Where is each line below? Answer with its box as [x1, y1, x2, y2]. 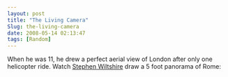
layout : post [7, 10, 45, 17]
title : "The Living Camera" [7, 17, 89, 24]
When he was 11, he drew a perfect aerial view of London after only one [7, 55, 213, 63]
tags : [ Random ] [7, 36, 52, 43]
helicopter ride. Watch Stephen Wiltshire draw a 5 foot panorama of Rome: [7, 62, 222, 71]
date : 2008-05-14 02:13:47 [7, 29, 86, 37]
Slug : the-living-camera [7, 23, 79, 30]
